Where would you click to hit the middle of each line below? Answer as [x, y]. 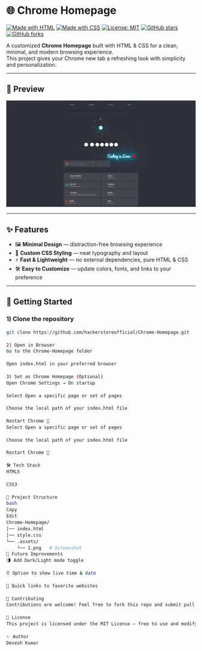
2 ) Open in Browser [31, 345]
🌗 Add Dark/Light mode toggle [45, 561]
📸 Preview [25, 89]
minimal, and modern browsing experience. [60, 52]
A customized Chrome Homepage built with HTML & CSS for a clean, [92, 45]
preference [29, 278]
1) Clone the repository [40, 319]
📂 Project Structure [32, 497]
